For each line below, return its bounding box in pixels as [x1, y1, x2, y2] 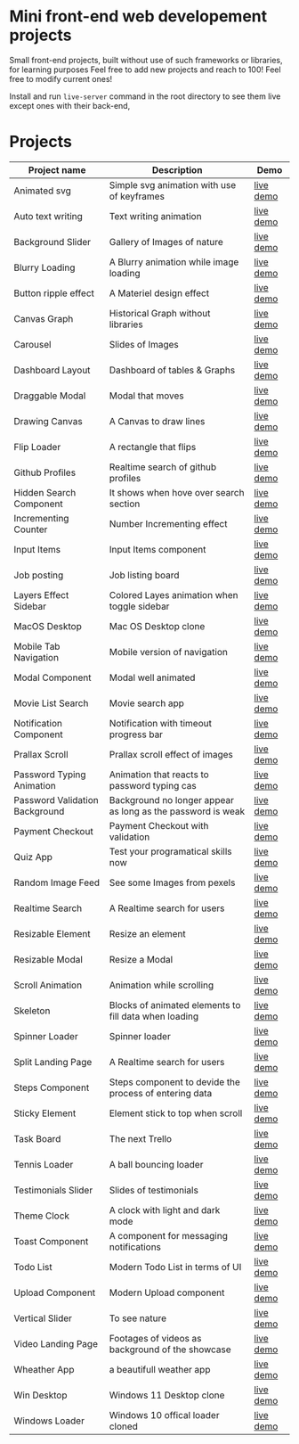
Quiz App [13, 850, 53, 863]
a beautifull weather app [109, 1363, 211, 1375]
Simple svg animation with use [109, 178, 237, 191]
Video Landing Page [13, 1337, 98, 1350]
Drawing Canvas [13, 414, 83, 427]
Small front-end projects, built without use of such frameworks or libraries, [9, 54, 283, 65]
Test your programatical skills [109, 845, 232, 857]
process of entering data [109, 1087, 213, 1099]
